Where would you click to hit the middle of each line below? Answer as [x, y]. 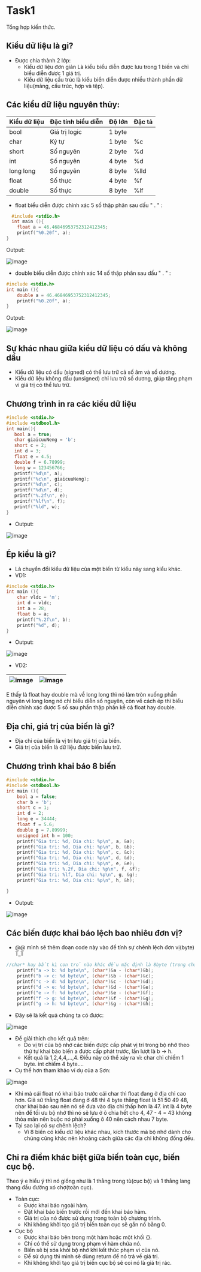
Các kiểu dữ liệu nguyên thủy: [63, 105]
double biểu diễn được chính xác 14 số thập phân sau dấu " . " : [93, 273]
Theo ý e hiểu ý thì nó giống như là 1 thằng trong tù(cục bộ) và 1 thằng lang [98, 1181]
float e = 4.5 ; [33, 457]
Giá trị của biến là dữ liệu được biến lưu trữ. [68, 747]
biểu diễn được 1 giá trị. [53, 73]
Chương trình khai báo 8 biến [61, 766]
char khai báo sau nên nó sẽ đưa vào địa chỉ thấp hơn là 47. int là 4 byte [103, 1106]
